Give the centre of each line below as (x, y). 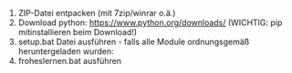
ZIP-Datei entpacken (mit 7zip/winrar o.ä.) (97, 13)
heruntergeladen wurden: (66, 51)
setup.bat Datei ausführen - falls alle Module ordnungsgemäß (134, 41)
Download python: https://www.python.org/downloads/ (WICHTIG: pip (150, 23)
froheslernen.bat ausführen (69, 61)
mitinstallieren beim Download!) (78, 32)
